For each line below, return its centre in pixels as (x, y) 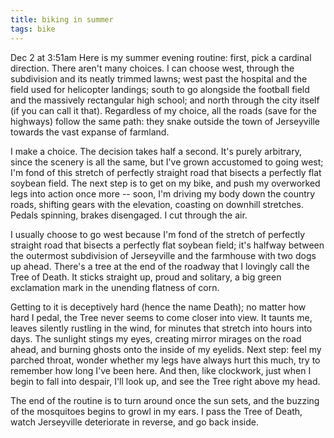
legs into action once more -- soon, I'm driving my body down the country (163, 193)
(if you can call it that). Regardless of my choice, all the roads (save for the (163, 110)
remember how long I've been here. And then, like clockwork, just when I (161, 370)
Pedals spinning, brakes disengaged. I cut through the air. (129, 215)
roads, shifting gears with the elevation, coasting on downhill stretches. (157, 204)
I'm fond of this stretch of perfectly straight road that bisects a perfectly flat (166, 172)
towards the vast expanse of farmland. (90, 132)
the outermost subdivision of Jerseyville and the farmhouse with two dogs (163, 255)
